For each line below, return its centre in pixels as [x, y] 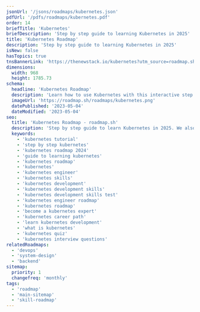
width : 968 [25, 73]
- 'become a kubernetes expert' [57, 211]
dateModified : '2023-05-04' [46, 112]
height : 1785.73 [32, 78]
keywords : [24, 134]
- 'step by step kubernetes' [53, 145]
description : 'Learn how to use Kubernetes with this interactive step [102, 95]
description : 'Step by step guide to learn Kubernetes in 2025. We [97, 128]
